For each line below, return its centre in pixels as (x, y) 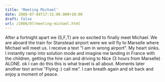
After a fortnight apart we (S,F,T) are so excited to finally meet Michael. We (81, 38)
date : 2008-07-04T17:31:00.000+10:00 (44, 14)
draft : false (19, 19)
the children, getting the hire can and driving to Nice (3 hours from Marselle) (83, 59)
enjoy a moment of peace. (32, 74)
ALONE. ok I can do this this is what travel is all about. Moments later (75, 64)
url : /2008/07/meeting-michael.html (43, 23)
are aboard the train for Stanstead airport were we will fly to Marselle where (82, 43)
